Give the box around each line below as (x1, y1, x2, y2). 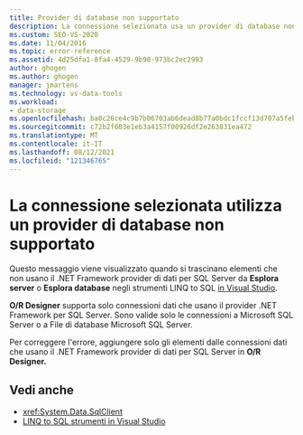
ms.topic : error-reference (9, 47, 111, 56)
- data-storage (9, 106, 67, 115)
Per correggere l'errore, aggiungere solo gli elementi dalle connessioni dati (9, 336, 288, 348)
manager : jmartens (9, 80, 78, 90)
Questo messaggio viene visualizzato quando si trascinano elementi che (9, 263, 278, 274)
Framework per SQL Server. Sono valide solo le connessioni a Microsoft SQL (9, 309, 294, 321)
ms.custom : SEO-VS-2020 (9, 30, 99, 39)
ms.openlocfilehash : (9, 114, 87, 123)
